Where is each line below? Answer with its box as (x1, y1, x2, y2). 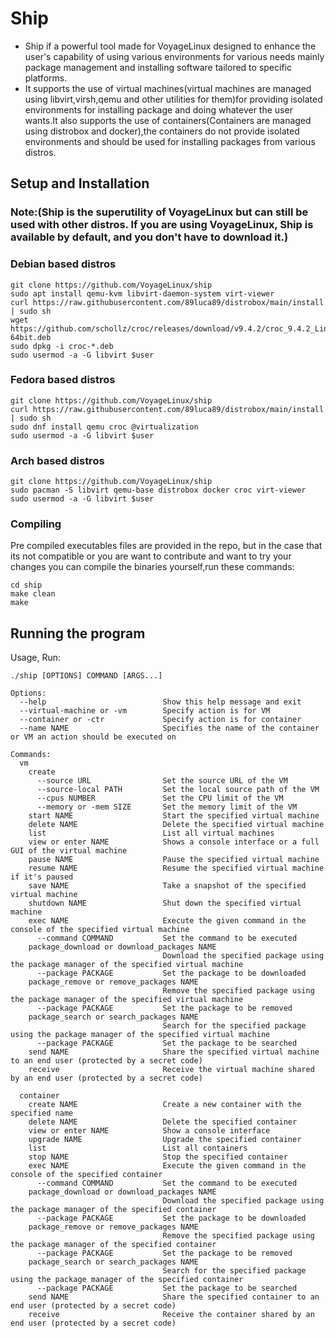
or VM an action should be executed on (10, 732, 177, 742)
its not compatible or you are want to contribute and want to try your (10, 550, 292, 562)
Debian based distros (10, 257, 117, 271)
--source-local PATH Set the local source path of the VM (36, 785, 320, 795)
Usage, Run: (10, 652, 61, 664)
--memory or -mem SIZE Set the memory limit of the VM (36, 802, 298, 812)
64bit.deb (10, 332, 52, 342)
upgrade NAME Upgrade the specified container (28, 1135, 302, 1145)
